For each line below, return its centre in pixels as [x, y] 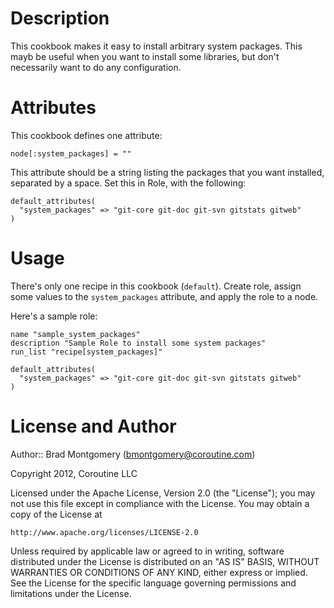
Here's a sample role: [54, 316]
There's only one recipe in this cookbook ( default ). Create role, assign [156, 286]
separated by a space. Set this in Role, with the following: [128, 183]
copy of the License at [56, 514]
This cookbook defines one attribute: [86, 135]
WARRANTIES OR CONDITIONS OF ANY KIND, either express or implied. [159, 572]
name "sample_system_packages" [75, 334]
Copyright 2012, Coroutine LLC [74, 473]
